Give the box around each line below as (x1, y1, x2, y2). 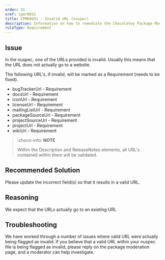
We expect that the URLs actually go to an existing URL (5, 207, 117, 212)
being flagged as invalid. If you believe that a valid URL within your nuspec (5, 239, 156, 245)
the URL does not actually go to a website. (5, 62, 91, 68)
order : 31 (5, 7, 26, 12)
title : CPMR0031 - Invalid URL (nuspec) (5, 16, 89, 21)
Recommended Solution (5, 166, 80, 175)
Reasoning (5, 193, 39, 202)
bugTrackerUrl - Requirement (12, 86, 72, 92)
